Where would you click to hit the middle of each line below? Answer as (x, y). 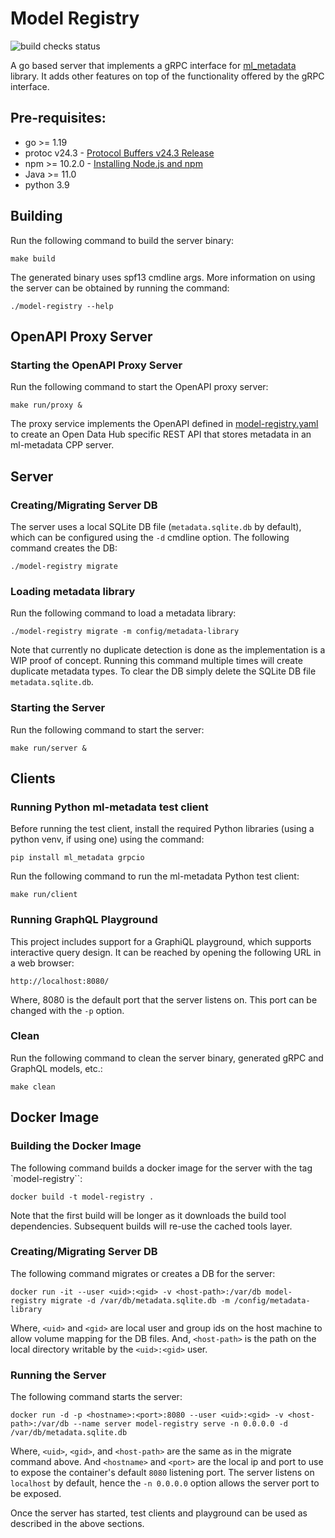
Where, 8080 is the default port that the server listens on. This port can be (164, 999)
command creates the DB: (64, 548)
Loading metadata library (73, 591)
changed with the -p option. (67, 1010)
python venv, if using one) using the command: (107, 839)
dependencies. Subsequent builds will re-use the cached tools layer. (151, 1226)
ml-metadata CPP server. (62, 445)
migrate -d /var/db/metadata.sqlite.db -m (140, 1300)
